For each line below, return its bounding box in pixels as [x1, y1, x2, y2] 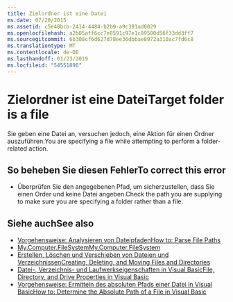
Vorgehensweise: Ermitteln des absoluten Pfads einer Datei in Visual [17, 280, 213, 289]
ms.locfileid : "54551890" [7, 62, 82, 69]
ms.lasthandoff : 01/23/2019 [7, 56, 89, 62]
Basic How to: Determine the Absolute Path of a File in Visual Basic [17, 287, 207, 296]
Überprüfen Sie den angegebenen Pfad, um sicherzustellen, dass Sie [17, 183, 215, 191]
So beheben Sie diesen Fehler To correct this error [7, 164, 226, 176]
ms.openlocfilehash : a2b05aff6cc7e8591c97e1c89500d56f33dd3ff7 [7, 29, 194, 37]
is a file [7, 106, 50, 122]
